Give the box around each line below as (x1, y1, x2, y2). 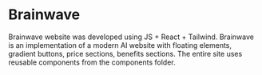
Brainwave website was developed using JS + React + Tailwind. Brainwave (8, 32, 254, 41)
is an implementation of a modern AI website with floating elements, (8, 40, 232, 49)
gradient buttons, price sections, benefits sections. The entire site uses (8, 49, 243, 58)
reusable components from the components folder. (8, 57, 176, 67)
